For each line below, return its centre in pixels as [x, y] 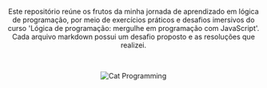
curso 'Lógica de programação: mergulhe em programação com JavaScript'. [133, 28]
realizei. [133, 45]
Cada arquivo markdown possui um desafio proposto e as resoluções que [133, 36]
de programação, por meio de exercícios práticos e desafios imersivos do [133, 20]
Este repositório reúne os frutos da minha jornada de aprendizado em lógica [133, 11]
